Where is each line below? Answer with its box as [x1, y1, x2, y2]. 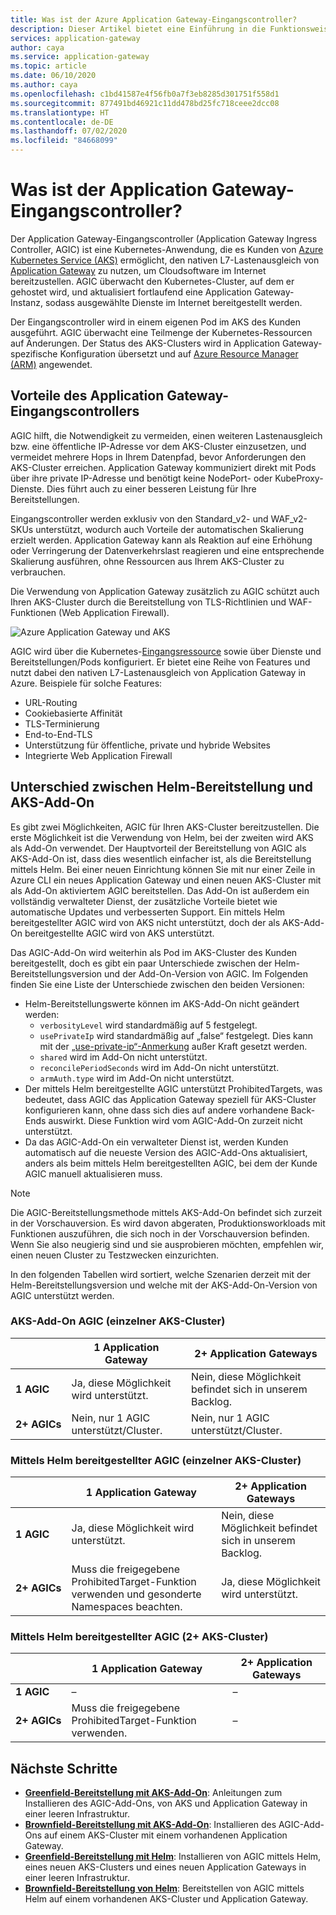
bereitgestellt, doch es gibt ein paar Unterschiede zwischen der [10, 957, 273, 969]
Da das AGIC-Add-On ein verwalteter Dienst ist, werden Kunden [24, 1136, 289, 1148]
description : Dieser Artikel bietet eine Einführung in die [10, 24, 267, 34]
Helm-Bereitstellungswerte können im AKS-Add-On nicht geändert [24, 997, 300, 1010]
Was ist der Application [10, 179, 208, 201]
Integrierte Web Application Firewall [24, 749, 173, 761]
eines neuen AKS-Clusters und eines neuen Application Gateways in [24, 1861, 307, 1873]
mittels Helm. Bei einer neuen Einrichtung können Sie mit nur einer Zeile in [10, 863, 316, 875]
